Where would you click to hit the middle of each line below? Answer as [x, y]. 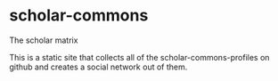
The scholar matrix [44, 40]
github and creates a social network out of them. [98, 67]
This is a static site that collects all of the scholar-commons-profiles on [139, 57]
